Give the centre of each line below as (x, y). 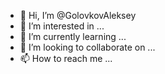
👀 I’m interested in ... (62, 26)
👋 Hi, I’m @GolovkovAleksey (78, 15)
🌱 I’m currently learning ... (73, 36)
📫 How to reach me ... (66, 58)
